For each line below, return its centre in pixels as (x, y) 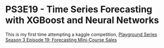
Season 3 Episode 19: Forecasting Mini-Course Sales (61, 40)
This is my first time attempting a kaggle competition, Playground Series (81, 34)
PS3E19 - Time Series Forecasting (79, 9)
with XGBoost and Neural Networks (82, 20)
